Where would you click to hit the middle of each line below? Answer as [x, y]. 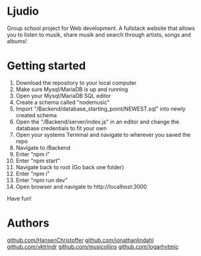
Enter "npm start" [38, 161]
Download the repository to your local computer [76, 82]
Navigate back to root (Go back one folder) [70, 167]
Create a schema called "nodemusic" [63, 102]
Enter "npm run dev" [42, 180]
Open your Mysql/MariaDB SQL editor [64, 95]
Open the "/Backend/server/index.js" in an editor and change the [97, 122]
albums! [17, 41]
